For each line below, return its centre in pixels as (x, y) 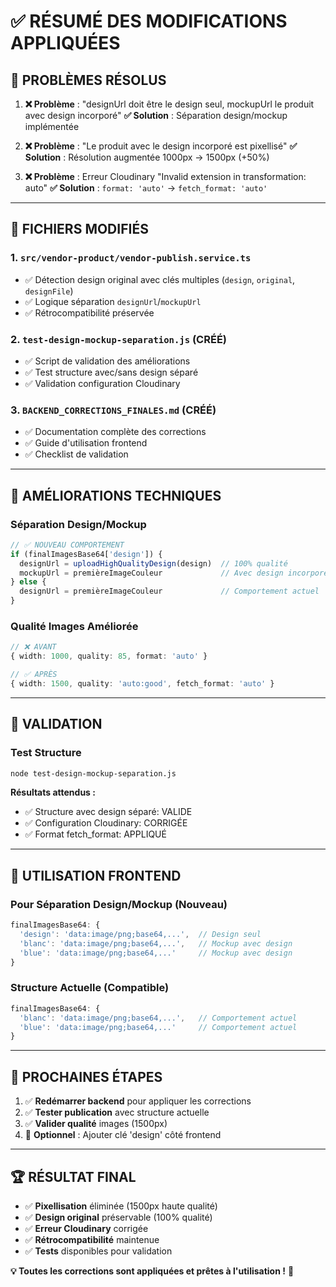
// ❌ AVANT (33, 647)
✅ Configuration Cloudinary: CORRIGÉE (106, 823)
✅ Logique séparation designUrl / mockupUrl (113, 301)
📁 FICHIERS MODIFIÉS (79, 229)
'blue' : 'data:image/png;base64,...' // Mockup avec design (156, 953)
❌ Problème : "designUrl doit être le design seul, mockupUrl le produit (169, 104)
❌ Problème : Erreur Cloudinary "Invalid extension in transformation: (165, 176)
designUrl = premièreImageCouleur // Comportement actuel (169, 591)
